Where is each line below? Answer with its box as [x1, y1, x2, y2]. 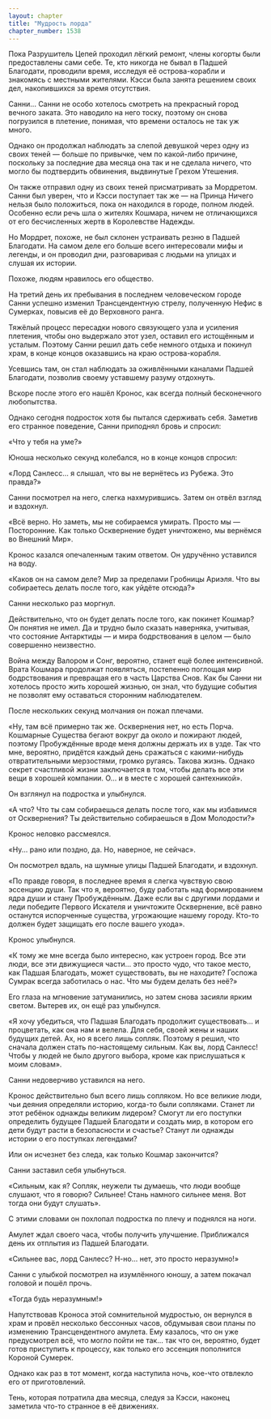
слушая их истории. [8, 259, 77, 268]
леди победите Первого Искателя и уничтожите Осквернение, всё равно [8, 902, 263, 912]
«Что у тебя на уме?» [8, 437, 83, 447]
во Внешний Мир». [8, 534, 74, 544]
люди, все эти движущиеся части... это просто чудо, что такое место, [8, 960, 252, 969]
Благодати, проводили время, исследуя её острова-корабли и [8, 66, 226, 76]
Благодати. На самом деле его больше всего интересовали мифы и [8, 241, 243, 251]
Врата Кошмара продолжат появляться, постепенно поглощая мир [8, 665, 242, 674]
